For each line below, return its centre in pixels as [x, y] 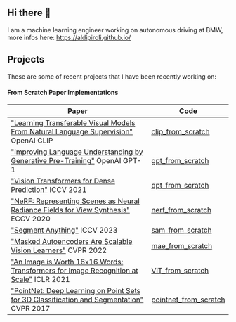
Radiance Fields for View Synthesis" [70, 210]
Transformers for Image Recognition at [74, 270]
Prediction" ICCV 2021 [49, 189]
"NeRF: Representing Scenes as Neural [76, 201]
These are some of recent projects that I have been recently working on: [112, 76]
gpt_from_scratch [180, 160]
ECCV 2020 [31, 219]
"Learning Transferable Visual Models [73, 122]
